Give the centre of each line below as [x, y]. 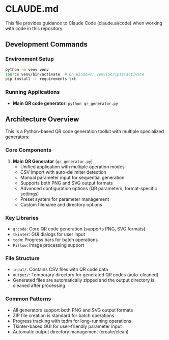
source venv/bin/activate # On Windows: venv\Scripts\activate [75, 74]
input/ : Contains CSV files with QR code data [60, 269]
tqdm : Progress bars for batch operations [55, 240]
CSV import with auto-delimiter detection [63, 172]
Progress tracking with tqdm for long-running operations [72, 321]
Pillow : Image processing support [48, 245]
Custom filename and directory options [61, 204]
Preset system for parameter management [65, 199]
